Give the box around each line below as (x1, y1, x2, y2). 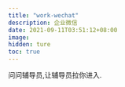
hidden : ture (8, 41, 51, 49)
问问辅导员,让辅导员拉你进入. (8, 71, 102, 79)
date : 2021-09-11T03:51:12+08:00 (8, 26, 118, 34)
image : (8, 33, 30, 42)
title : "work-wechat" (8, 11, 79, 20)
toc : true (8, 48, 41, 56)
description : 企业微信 (8, 19, 78, 27)
